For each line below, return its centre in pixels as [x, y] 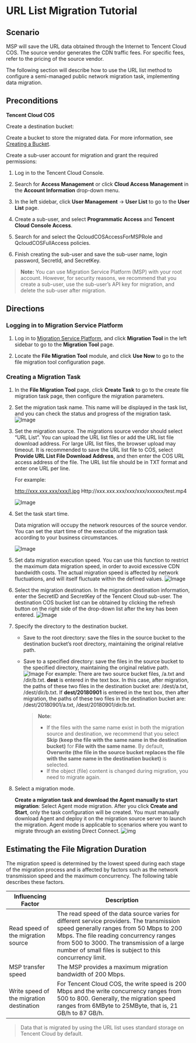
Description [122, 900]
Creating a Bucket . [28, 144]
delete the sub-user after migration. [63, 290]
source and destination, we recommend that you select [113, 733]
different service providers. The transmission [118, 921]
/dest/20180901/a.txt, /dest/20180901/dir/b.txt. [79, 704]
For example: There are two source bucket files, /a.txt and [115, 674]
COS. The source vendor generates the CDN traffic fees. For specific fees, [95, 53]
